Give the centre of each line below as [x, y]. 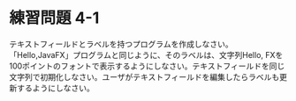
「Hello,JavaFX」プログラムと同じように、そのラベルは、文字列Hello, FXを [146, 54]
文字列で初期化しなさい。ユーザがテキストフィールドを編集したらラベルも [144, 76]
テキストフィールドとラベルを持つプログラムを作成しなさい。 [121, 44]
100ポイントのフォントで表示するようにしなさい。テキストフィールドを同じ [147, 66]
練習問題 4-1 [54, 18]
